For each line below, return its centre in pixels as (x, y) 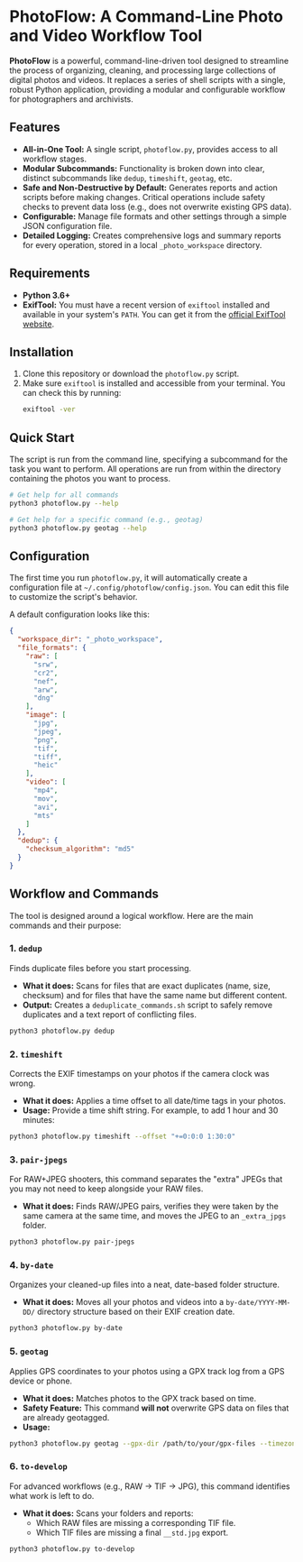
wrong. (23, 1083)
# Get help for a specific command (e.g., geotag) (106, 519)
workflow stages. (55, 159)
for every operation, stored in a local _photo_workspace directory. (142, 244)
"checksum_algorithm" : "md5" (80, 850)
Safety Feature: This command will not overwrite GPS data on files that (156, 1408)
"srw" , (46, 665)
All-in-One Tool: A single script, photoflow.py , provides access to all (150, 149)
